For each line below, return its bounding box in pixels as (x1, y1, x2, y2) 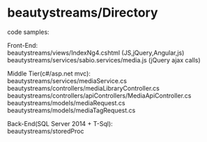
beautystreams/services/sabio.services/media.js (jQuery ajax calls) (7, 55, 201, 64)
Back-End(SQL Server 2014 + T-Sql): (7, 119, 113, 127)
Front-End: (7, 41, 38, 49)
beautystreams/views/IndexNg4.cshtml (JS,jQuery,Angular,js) (7, 48, 185, 57)
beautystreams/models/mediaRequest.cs (7, 98, 125, 107)
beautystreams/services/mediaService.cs (7, 76, 128, 85)
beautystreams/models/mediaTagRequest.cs (7, 106, 136, 114)
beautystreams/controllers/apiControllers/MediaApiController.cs (7, 91, 192, 100)
